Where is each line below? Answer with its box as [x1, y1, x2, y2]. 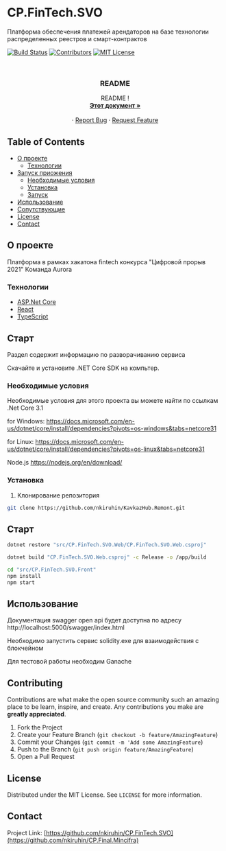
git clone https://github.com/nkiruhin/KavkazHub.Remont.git [7, 504, 186, 511]
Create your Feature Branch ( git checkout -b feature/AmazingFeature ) [16, 731, 218, 739]
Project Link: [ [7, 828, 47, 837]
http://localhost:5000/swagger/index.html [7, 623, 125, 632]
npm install [7, 572, 41, 579]
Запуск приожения [16, 169, 73, 177]
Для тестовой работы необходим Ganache [7, 657, 132, 666]
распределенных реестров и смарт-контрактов [7, 34, 147, 43]
